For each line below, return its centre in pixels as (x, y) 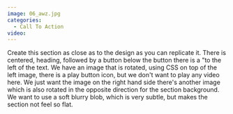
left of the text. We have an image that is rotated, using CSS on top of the (112, 67)
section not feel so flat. (40, 104)
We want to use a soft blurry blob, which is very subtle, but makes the (107, 97)
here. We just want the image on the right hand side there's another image (114, 82)
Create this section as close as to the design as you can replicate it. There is (117, 53)
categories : (24, 20)
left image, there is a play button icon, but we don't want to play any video (113, 75)
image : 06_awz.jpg (34, 14)
